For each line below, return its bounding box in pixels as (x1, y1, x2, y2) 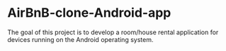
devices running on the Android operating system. (7, 35, 154, 43)
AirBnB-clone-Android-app (7, 5, 171, 21)
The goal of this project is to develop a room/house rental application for (7, 28, 219, 36)
